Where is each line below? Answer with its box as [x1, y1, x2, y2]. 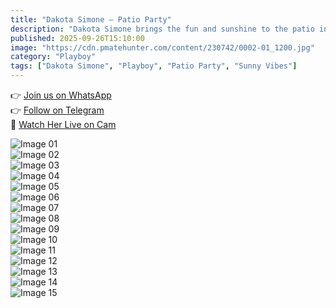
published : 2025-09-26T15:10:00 [10, 33, 145, 43]
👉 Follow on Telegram [10, 104, 105, 116]
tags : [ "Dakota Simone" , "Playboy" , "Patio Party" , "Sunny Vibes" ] [10, 61, 298, 71]
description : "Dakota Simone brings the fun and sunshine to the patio [10, 24, 315, 34]
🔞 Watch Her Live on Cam [10, 119, 117, 130]
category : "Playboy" [10, 52, 97, 62]
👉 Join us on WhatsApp [10, 89, 112, 101]
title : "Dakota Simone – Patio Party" [10, 14, 172, 25]
